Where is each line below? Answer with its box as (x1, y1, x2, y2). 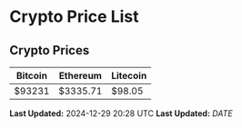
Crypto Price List (9, 6, 139, 27)
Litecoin (110, 70, 147, 82)
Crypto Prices (9, 43, 90, 58)
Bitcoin (15, 70, 48, 82)
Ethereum (58, 70, 103, 82)
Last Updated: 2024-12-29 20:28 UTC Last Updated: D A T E (9, 108, 234, 119)
